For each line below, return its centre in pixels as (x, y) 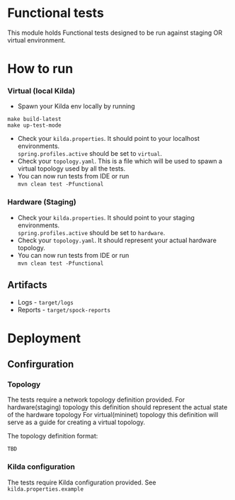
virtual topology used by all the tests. (71, 169)
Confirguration (41, 364)
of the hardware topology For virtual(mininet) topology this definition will (113, 415)
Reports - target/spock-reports (64, 309)
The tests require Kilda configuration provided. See (82, 482)
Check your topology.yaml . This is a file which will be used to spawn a (120, 161)
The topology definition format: (53, 436)
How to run (40, 69)
